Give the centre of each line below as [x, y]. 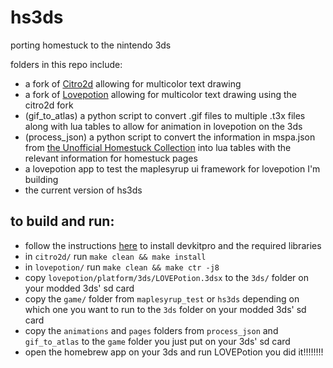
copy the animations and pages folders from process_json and [151, 330]
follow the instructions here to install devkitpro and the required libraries [173, 245]
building [41, 179]
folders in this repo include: [66, 64]
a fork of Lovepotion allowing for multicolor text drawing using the [160, 94]
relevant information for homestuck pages [111, 158]
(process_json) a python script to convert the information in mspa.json [170, 137]
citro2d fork [49, 105]
